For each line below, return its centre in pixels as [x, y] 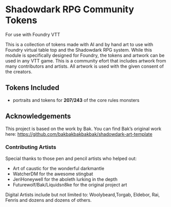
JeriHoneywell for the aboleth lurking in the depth [65, 179]
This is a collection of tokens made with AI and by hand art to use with [79, 44]
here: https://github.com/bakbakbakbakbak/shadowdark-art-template [79, 134]
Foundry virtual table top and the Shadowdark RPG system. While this [79, 50]
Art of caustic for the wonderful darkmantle [58, 168]
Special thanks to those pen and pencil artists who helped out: [71, 158]
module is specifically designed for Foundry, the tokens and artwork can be [85, 55]
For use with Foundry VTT [33, 34]
